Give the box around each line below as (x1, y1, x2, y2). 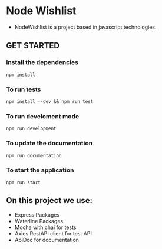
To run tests (6, 85, 41, 94)
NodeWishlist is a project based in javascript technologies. (14, 24, 157, 31)
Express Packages (14, 211, 60, 218)
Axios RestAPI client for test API (14, 230, 92, 237)
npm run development (6, 125, 57, 132)
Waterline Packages (14, 217, 64, 224)
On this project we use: (6, 195, 93, 205)
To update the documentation (6, 140, 93, 148)
